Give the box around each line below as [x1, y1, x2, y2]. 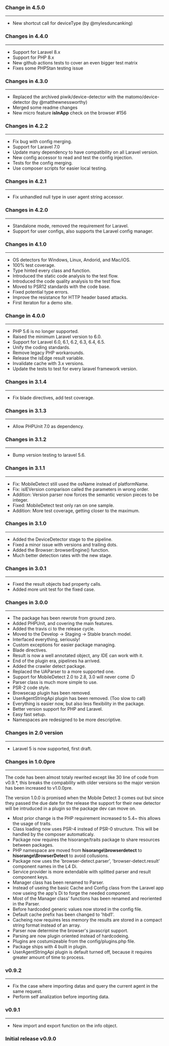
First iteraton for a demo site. [12, 300, 73, 306]
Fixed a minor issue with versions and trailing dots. [12, 541, 118, 547]
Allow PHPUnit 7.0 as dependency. [12, 423, 84, 429]
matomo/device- [125, 94, 159, 100]
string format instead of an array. [12, 922, 81, 928]
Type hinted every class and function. [12, 267, 91, 273]
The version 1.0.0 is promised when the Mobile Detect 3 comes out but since [5, 795, 164, 801]
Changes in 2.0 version [5, 729, 63, 736]
